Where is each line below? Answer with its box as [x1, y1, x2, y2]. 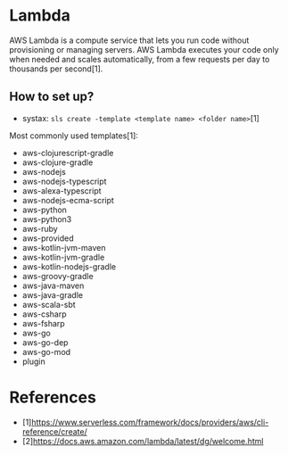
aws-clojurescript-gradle [21, 147, 114, 158]
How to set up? [9, 89, 95, 104]
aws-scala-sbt [21, 299, 76, 310]
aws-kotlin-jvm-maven [21, 242, 106, 252]
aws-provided [21, 233, 74, 244]
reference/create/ [21, 426, 87, 437]
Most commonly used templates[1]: [9, 130, 138, 141]
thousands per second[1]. [9, 63, 103, 74]
